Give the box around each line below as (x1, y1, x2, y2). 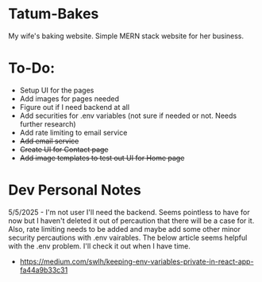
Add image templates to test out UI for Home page (19, 153, 185, 163)
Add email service (19, 136, 79, 146)
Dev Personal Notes (8, 181, 141, 199)
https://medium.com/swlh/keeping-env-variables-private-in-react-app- (19, 257, 254, 266)
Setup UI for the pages (19, 85, 94, 95)
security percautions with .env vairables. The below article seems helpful (8, 233, 248, 242)
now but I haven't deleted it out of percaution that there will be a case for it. (8, 216, 255, 225)
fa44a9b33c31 (19, 264, 68, 275)
